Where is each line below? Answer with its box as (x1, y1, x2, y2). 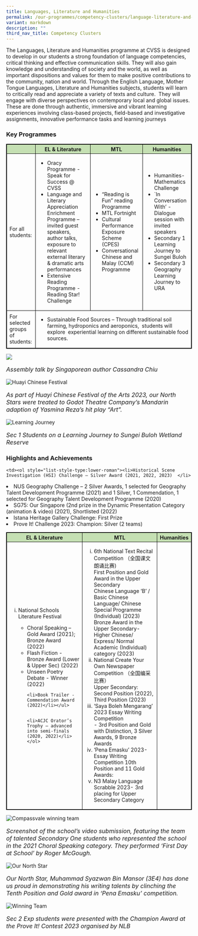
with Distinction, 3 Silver (93, 727, 153, 734)
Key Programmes (6, 130, 57, 139)
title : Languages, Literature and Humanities (6, 8, 120, 15)
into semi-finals (27, 728, 70, 734)
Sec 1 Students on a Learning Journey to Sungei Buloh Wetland (6, 431, 182, 439)
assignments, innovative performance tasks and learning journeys (6, 116, 167, 123)
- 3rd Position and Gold (93, 721, 151, 728)
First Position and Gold (93, 568, 149, 575)
